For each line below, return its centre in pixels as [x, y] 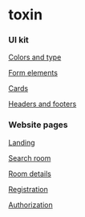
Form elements [33, 73]
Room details [30, 174]
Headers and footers [42, 104]
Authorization [31, 205]
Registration [28, 189]
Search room [30, 158]
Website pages [38, 125]
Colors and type [35, 57]
